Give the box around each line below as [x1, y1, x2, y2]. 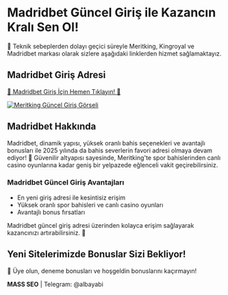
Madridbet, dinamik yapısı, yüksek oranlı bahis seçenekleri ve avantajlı [7, 139, 205, 147]
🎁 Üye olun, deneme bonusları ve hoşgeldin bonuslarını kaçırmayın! [7, 266, 197, 275]
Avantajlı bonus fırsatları [16, 208, 86, 216]
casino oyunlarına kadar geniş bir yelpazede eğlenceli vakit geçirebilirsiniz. [7, 161, 218, 169]
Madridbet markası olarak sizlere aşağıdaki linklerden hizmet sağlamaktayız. [7, 49, 222, 58]
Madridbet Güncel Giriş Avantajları [7, 178, 125, 187]
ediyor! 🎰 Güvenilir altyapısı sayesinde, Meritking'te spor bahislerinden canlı [7, 153, 221, 162]
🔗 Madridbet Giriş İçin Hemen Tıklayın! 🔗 [7, 87, 121, 95]
